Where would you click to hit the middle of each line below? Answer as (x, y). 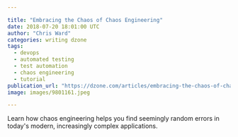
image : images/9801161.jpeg (49, 93)
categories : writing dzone (47, 40)
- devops (27, 53)
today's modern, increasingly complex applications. (83, 126)
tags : (15, 47)
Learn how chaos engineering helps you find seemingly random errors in (113, 119)
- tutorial (30, 79)
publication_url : (33, 85)
